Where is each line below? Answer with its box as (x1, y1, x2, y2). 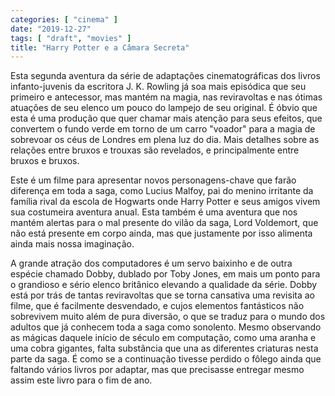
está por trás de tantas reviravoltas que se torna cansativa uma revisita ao (10, 289, 315, 301)
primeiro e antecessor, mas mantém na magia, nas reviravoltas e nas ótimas (10, 91, 323, 103)
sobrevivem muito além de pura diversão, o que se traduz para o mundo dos (10, 311, 326, 323)
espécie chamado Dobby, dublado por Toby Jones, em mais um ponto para (10, 268, 321, 280)
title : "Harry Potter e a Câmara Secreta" (10, 42, 190, 53)
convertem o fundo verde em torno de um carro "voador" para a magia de (10, 123, 316, 135)
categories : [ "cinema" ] (10, 14, 118, 25)
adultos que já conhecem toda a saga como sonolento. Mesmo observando (10, 321, 322, 333)
